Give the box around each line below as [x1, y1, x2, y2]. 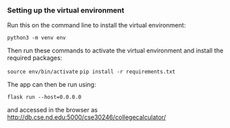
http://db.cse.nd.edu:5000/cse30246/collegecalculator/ [7, 113, 167, 122]
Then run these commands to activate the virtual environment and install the [7, 47, 224, 55]
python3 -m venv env [7, 34, 67, 41]
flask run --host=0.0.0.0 [7, 94, 81, 101]
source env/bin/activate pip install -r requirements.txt [7, 68, 176, 76]
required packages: [7, 54, 63, 62]
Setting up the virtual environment [7, 6, 125, 15]
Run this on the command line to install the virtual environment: [7, 21, 186, 30]
